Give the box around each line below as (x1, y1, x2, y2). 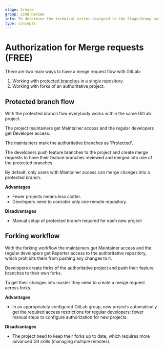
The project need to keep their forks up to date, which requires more (12, 333, 150, 339)
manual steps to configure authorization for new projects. (12, 314, 128, 320)
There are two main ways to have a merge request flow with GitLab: (5, 69, 141, 75)
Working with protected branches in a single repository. (12, 78, 124, 84)
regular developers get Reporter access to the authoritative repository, (5, 250, 147, 256)
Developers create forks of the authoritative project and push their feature (5, 265, 154, 271)
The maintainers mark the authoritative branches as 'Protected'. (5, 140, 133, 146)
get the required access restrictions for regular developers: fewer (12, 309, 144, 315)
